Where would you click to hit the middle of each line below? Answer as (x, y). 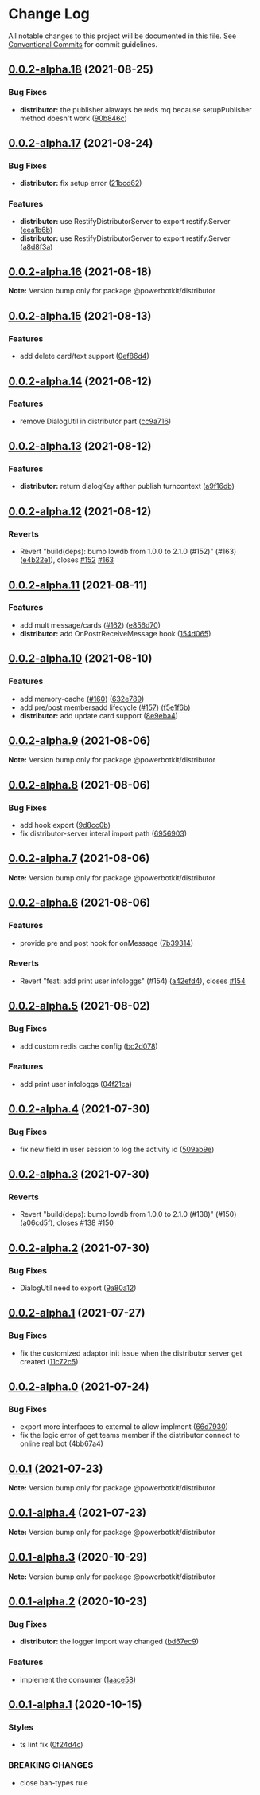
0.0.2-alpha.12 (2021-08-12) (80, 511)
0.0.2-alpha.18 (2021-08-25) (81, 70)
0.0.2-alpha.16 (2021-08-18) (80, 272)
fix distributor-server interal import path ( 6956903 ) (103, 833)
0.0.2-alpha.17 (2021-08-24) (81, 143)
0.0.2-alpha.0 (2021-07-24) (79, 1386)
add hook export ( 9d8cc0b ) (65, 825)
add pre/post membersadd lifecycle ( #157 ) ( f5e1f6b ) (105, 707)
